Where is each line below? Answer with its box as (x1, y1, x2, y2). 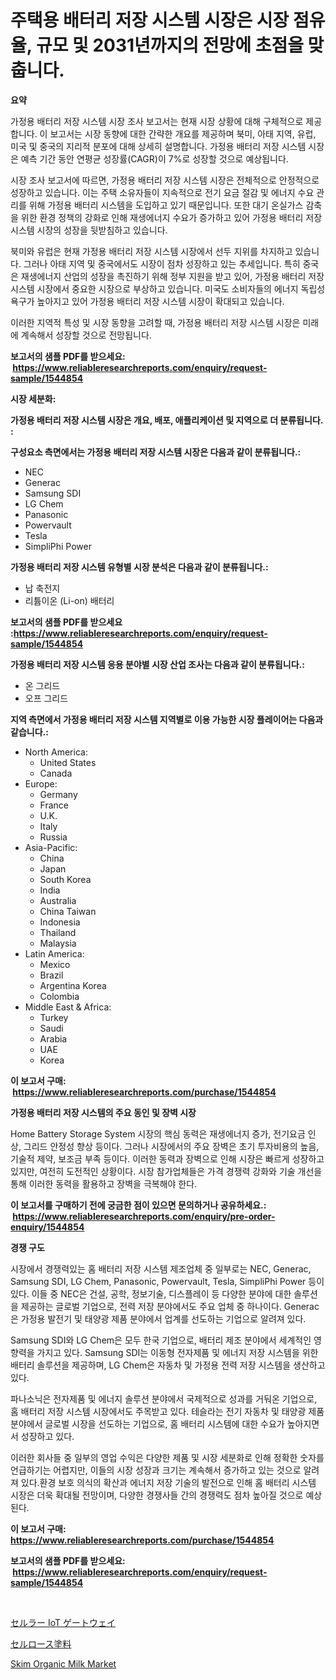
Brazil (39, 969, 64, 981)
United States (39, 756, 97, 768)
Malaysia (39, 937, 77, 949)
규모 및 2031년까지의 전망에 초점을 (35, 34, 304, 57)
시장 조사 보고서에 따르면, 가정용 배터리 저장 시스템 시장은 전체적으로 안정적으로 (10, 174, 320, 186)
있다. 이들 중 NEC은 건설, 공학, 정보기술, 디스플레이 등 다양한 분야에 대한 (10, 1287, 292, 1300)
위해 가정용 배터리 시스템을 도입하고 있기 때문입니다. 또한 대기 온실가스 (28, 199, 304, 211)
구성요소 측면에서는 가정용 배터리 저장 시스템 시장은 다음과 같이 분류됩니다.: (10, 446, 302, 458)
